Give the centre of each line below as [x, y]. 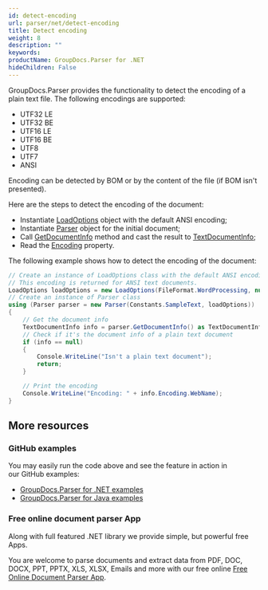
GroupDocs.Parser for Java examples [81, 498]
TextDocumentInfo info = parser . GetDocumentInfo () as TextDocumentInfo [144, 327]
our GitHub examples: [44, 474]
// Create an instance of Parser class [75, 297]
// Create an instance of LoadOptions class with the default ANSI [123, 275]
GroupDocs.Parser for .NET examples [81, 490]
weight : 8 [25, 38]
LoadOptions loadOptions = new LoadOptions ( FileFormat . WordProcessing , [130, 290]
